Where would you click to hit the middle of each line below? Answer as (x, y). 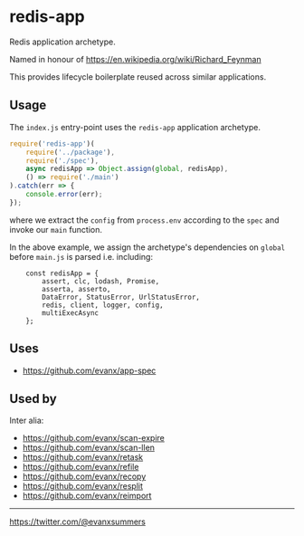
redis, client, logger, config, (103, 305)
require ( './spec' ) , (62, 160)
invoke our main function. (56, 229)
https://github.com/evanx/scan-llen (89, 448)
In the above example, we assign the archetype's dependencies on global (147, 247)
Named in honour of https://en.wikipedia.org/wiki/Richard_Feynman (135, 59)
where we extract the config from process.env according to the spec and (144, 220)
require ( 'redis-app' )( (52, 144)
